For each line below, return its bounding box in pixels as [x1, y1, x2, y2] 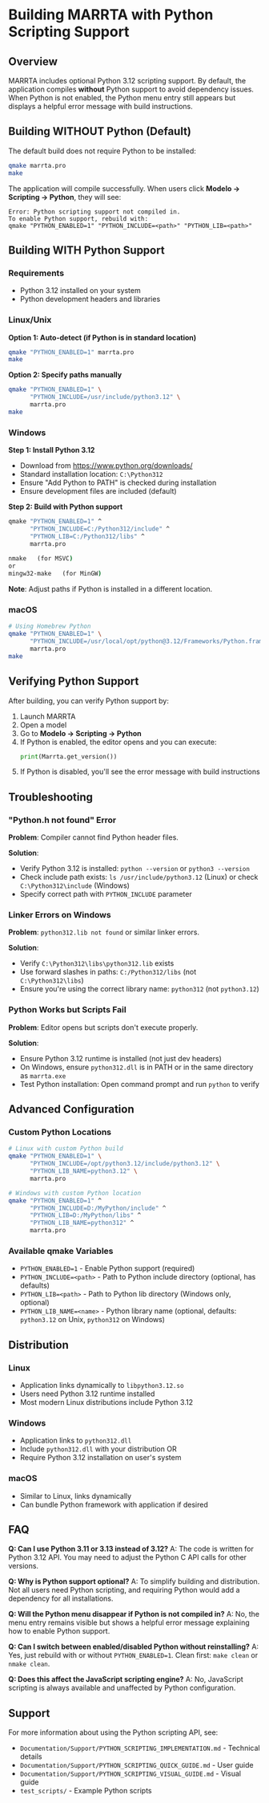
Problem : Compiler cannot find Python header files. [8, 832, 179, 842]
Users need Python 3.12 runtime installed [19, 1389, 155, 1398]
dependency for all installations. [8, 1593, 114, 1603]
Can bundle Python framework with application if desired [19, 1500, 208, 1509]
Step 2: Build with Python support [8, 502, 123, 511]
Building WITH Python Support [8, 243, 166, 257]
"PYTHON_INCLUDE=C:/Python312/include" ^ [29, 524, 171, 533]
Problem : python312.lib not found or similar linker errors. [8, 927, 200, 937]
